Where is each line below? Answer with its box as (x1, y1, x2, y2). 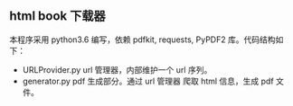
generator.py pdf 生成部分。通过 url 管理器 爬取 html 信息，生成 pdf (22, 75, 274, 86)
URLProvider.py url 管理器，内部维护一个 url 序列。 (22, 64, 213, 75)
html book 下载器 (9, 8, 106, 24)
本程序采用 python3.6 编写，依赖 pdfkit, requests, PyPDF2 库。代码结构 (9, 34, 276, 45)
